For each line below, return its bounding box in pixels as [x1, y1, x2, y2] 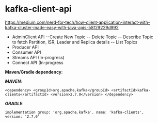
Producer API [12, 44, 39, 50]
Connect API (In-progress [12, 60, 64, 65]
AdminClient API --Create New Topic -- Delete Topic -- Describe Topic [12, 34, 154, 40]
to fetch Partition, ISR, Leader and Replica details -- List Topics [12, 39, 138, 45]
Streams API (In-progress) [12, 54, 64, 60]
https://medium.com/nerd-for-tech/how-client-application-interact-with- [5, 19, 150, 25]
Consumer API [12, 49, 41, 55]
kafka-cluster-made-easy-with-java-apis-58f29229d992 [5, 24, 119, 30]
